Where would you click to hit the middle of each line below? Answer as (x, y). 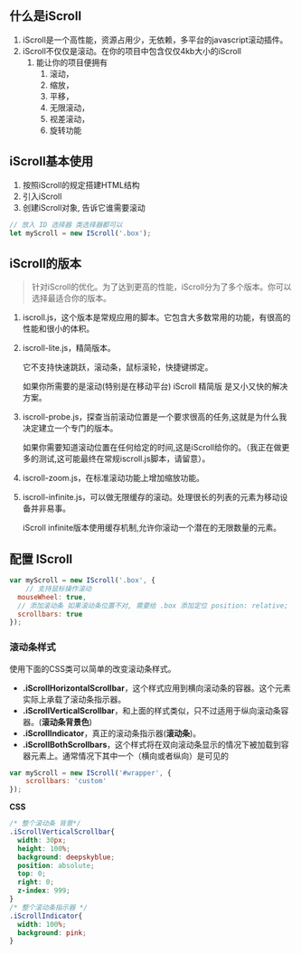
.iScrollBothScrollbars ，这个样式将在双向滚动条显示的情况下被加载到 (152, 744)
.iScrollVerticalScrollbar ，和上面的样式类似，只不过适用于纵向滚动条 (152, 710)
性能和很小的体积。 (58, 329)
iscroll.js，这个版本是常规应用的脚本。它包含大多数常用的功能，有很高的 (156, 317)
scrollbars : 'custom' (66, 781)
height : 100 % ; (44, 848)
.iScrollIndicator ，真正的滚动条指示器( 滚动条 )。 (112, 733)
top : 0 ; (32, 874)
